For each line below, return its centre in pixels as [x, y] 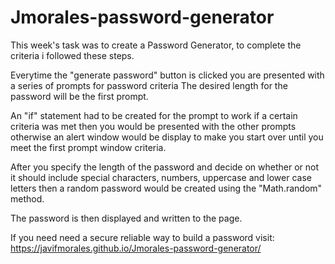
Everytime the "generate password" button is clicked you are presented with [167, 75]
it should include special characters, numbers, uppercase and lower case [161, 177]
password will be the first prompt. [79, 96]
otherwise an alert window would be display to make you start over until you [167, 137]
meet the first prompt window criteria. [88, 147]
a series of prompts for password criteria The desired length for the [149, 85]
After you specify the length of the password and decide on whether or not [165, 167]
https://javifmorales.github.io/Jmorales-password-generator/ [136, 248]
